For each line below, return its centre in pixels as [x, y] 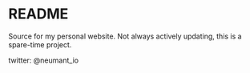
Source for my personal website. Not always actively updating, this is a [125, 36]
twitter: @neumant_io [43, 60]
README [38, 14]
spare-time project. [40, 44]
